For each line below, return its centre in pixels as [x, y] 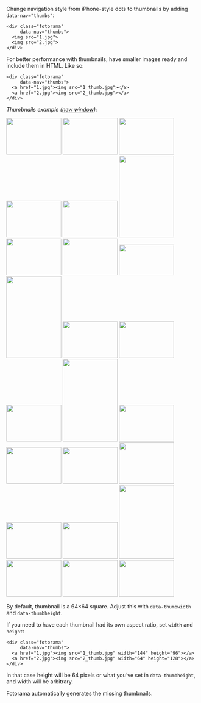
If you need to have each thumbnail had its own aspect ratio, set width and [100, 625]
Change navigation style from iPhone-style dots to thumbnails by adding [97, 9]
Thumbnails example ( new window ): [52, 110]
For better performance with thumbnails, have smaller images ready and [97, 59]
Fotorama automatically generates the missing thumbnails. [79, 693]
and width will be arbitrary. [40, 682]
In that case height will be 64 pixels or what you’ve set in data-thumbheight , [101, 675]
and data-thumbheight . [34, 613]
